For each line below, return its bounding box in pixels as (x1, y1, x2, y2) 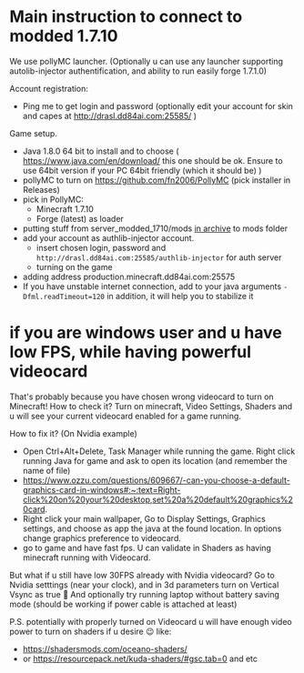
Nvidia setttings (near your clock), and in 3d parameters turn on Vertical (9, 579, 279, 590)
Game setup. (9, 127, 57, 138)
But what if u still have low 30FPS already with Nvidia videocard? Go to (9, 569, 275, 580)
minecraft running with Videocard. (22, 552, 151, 563)
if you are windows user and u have (9, 323, 282, 343)
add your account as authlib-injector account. (22, 232, 195, 243)
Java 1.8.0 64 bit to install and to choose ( (22, 146, 179, 156)
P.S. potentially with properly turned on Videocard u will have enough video (9, 616, 293, 627)
